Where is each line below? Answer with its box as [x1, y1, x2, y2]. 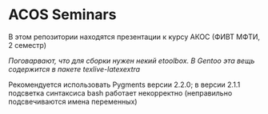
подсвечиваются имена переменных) [8, 96, 138, 106]
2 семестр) [8, 40, 46, 49]
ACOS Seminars [8, 6, 117, 24]
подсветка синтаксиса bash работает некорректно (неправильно [8, 88, 233, 97]
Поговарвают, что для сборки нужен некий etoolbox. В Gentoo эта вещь [8, 56, 255, 65]
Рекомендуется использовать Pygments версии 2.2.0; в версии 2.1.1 [8, 80, 241, 89]
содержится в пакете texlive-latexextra [8, 64, 141, 73]
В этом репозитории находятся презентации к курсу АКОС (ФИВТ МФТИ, [8, 32, 261, 41]
